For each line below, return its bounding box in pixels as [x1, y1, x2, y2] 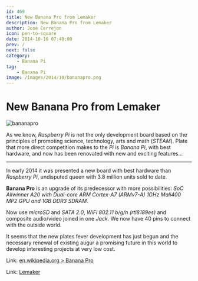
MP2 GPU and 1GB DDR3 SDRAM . [6, 198, 88, 205]
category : [6, 53, 31, 59]
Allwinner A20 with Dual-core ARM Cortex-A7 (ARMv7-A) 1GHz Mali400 [6, 191, 181, 198]
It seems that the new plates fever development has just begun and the [6, 233, 179, 240]
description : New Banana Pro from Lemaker [6, 20, 112, 25]
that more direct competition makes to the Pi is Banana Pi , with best [6, 144, 171, 151]
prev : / [6, 42, 25, 48]
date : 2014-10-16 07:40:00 [6, 36, 72, 42]
